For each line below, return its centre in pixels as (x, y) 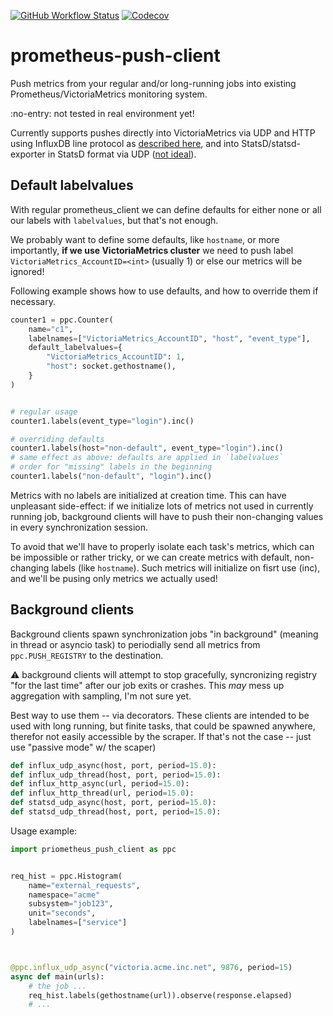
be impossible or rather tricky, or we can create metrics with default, (151, 557)
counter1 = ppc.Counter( (62, 320)
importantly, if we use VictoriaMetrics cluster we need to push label (152, 250)
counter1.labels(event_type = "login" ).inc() (102, 421)
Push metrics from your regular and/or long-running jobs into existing (153, 83)
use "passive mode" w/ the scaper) (83, 747)
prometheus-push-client (115, 56)
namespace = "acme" (64, 895)
